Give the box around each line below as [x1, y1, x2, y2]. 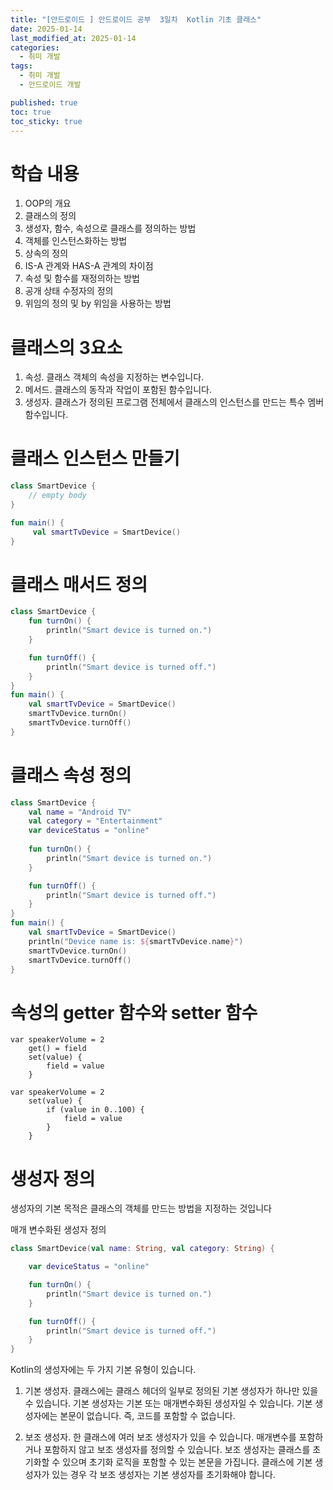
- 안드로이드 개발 [19, 80, 82, 90]
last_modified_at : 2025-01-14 [10, 33, 137, 43]
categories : [10, 42, 60, 53]
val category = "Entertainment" [28, 816, 163, 826]
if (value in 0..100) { [46, 1105, 145, 1115]
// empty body [28, 491, 87, 501]
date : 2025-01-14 [10, 24, 83, 34]
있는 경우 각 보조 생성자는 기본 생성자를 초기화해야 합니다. [51, 1469, 276, 1481]
